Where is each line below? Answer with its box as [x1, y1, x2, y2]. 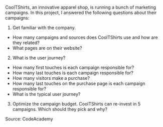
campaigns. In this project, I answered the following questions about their [5, 10, 157, 16]
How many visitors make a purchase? [12, 75, 90, 81]
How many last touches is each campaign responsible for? [12, 70, 134, 76]
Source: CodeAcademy [5, 116, 54, 122]
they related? [12, 40, 40, 46]
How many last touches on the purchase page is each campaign [12, 80, 145, 86]
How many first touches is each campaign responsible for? [12, 65, 134, 70]
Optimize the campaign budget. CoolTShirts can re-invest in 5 [12, 101, 141, 107]
